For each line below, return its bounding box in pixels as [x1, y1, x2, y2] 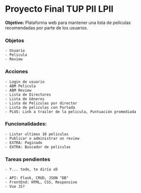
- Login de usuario [5, 79, 45, 84]
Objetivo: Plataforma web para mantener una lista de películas [5, 20, 131, 25]
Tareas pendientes [5, 156, 50, 163]
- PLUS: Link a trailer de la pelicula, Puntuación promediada [5, 109, 137, 114]
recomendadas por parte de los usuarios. [5, 24, 88, 30]
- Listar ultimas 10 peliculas [5, 131, 69, 137]
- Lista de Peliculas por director [5, 100, 78, 106]
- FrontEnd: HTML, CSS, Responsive [5, 180, 78, 185]
